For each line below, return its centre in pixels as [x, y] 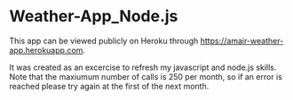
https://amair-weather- [242, 41]
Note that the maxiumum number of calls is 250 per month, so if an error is [146, 76]
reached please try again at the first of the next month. [109, 86]
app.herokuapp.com [46, 50]
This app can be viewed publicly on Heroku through [104, 41]
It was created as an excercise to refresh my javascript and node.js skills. [143, 67]
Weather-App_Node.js [94, 16]
